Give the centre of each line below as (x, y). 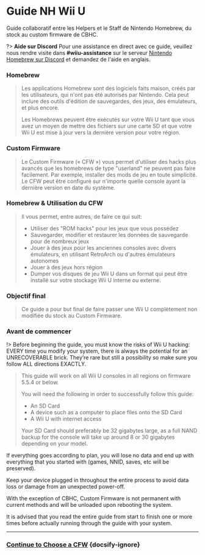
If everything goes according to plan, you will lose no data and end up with (100, 456)
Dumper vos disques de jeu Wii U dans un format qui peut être (109, 274)
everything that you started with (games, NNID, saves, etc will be (88, 462)
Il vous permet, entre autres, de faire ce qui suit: (81, 216)
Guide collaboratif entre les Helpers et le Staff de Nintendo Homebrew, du (99, 28)
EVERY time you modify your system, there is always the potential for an (97, 351)
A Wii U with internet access (66, 419)
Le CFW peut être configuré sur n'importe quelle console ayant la (103, 181)
